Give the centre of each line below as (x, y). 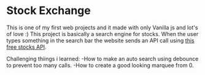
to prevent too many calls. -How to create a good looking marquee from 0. (100, 65)
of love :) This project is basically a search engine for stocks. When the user (102, 34)
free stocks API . (27, 47)
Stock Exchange (48, 11)
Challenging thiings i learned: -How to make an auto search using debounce (102, 59)
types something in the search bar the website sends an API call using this (100, 40)
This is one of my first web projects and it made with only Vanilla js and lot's (102, 27)
